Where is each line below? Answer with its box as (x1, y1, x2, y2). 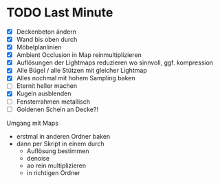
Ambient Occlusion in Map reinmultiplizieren (16, 51, 142, 59)
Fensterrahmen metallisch (16, 97, 91, 106)
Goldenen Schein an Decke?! (16, 105, 99, 113)
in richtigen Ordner (26, 168, 80, 176)
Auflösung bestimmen (26, 146, 90, 155)
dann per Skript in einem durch (16, 139, 104, 148)
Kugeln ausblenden (16, 89, 71, 97)
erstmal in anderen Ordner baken (16, 132, 111, 140)
